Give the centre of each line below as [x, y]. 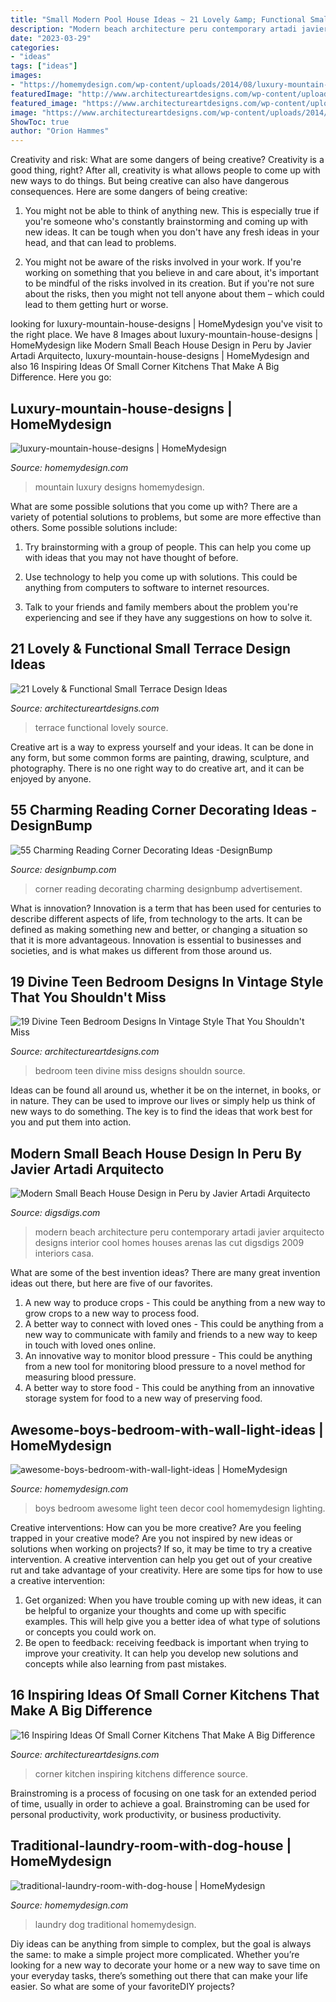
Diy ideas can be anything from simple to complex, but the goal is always [161, 1943]
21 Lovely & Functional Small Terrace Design [151, 649]
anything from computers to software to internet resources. [147, 587]
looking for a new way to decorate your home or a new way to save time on [165, 1965]
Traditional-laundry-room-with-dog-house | [151, 1846]
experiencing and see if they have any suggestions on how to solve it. [168, 617]
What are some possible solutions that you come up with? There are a [154, 506]
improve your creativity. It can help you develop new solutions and [161, 1653]
